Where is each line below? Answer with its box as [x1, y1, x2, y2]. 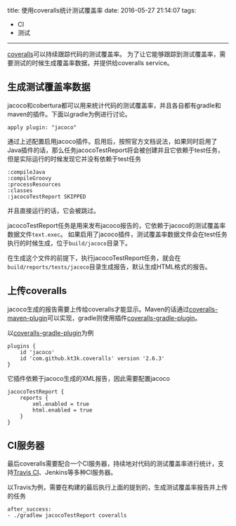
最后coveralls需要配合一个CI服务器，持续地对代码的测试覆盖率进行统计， [7, 459, 218, 468]
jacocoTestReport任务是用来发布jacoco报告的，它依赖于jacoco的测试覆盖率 [7, 221, 226, 229]
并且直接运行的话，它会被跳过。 [7, 206, 100, 215]
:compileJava [7, 168, 46, 175]
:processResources [7, 181, 61, 188]
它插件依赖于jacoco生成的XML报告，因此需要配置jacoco [7, 374, 171, 382]
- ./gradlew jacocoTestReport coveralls [7, 512, 128, 519]
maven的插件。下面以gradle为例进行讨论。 [7, 109, 131, 118]
